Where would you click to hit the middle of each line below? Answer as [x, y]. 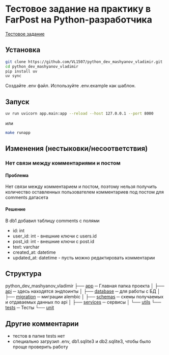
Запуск [17, 102]
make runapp [18, 133]
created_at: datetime [34, 252]
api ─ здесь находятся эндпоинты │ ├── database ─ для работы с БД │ [83, 291]
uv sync [13, 76]
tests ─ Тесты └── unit [30, 307]
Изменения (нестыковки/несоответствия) [77, 149]
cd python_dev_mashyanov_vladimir [42, 66]
